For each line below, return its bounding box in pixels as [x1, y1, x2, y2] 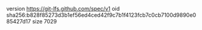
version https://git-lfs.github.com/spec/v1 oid [6, 5, 120, 12]
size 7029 [32, 18, 57, 25]
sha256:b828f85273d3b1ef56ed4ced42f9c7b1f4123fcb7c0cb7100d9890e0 [6, 11, 197, 19]
